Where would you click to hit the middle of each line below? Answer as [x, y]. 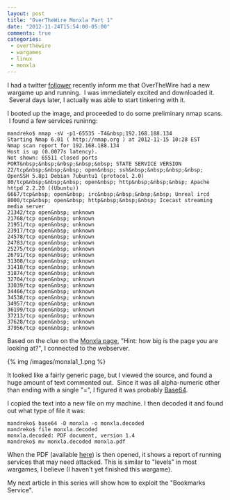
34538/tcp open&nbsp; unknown [51, 297]
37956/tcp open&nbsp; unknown [51, 328]
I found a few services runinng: [53, 120]
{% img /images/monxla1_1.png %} [57, 361]
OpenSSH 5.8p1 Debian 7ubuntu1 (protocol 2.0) [76, 176]
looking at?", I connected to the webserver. [68, 348]
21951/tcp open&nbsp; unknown [51, 224]
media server [26, 206]
